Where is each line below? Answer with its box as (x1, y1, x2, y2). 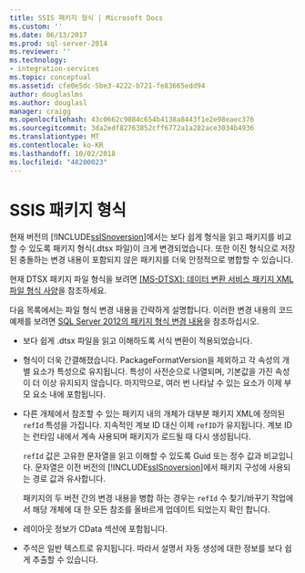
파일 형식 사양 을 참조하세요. (9, 285, 107, 297)
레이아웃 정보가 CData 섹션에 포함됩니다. (22, 524, 168, 535)
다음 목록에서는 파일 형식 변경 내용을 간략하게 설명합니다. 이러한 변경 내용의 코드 (9, 305, 294, 316)
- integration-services (9, 65, 100, 74)
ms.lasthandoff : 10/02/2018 (9, 149, 117, 158)
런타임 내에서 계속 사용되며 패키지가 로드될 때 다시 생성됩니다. (32, 431, 251, 443)
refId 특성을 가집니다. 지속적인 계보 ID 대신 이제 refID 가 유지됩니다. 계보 (22, 420, 282, 431)
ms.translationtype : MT (9, 132, 100, 141)
